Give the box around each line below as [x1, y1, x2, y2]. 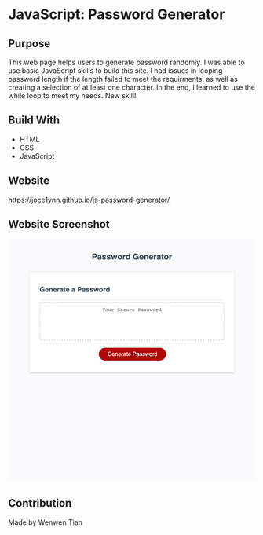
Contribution [8, 497, 72, 510]
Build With [8, 114, 60, 127]
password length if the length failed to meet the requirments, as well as [8, 75, 238, 83]
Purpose [8, 37, 51, 50]
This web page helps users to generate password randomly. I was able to [8, 57, 245, 67]
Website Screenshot [8, 218, 110, 231]
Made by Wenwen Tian [8, 517, 82, 527]
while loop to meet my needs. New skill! [8, 91, 137, 100]
